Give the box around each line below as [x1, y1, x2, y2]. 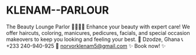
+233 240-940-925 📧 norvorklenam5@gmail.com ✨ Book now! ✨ [6, 42, 166, 49]
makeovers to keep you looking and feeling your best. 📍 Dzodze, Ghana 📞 [6, 35, 184, 43]
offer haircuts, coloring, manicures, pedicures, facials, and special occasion [6, 29, 190, 36]
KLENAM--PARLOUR [6, 4, 109, 17]
